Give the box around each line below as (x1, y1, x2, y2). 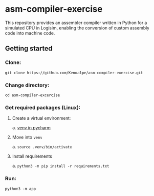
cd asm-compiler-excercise (5, 92, 60, 98)
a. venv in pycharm (12, 125, 51, 131)
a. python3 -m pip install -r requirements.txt (12, 163, 110, 169)
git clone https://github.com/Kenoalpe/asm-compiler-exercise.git (5, 70, 143, 75)
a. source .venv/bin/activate (12, 144, 72, 150)
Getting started (5, 44, 53, 53)
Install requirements (12, 153, 52, 159)
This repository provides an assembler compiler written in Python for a (5, 20, 147, 26)
